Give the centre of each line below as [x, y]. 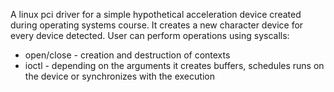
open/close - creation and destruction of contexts [127, 55]
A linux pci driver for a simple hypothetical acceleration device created [156, 14]
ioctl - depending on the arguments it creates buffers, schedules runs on [174, 65]
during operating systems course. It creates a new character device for [157, 25]
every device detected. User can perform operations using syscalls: [150, 35]
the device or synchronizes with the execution [119, 76]
